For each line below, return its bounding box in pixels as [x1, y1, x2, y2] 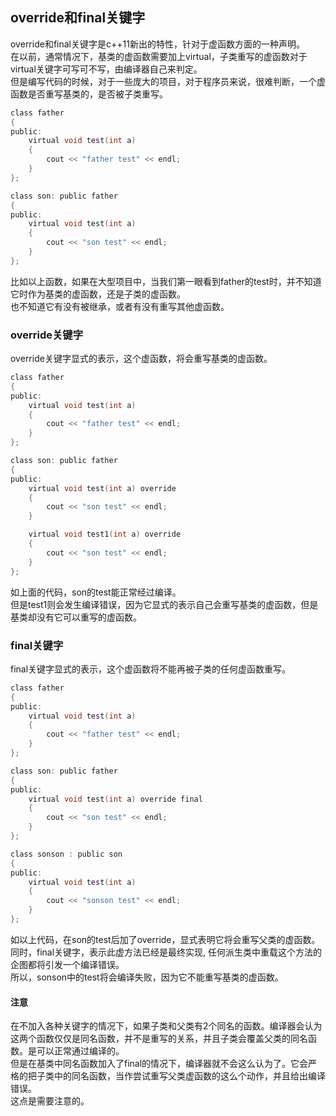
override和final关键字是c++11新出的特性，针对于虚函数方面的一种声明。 [10, 38, 305, 50]
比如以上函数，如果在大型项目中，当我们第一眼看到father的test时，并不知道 [10, 275, 322, 287]
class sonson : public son [10, 849, 123, 859]
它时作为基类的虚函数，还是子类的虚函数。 [10, 288, 186, 300]
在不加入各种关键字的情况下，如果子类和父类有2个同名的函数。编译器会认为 [10, 1020, 323, 1032]
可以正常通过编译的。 [36, 1045, 125, 1057]
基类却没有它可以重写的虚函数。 [10, 611, 142, 623]
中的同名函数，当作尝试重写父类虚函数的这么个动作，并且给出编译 [53, 1070, 326, 1082]
